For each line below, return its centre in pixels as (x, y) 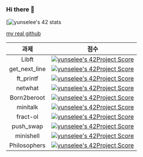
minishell (27, 136)
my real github (24, 34)
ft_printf (27, 79)
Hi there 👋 (21, 9)
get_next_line (27, 69)
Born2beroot (27, 98)
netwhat (28, 88)
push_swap (27, 126)
